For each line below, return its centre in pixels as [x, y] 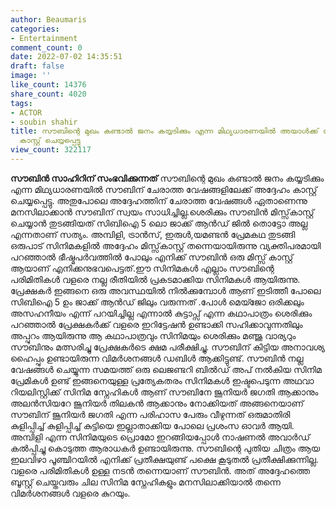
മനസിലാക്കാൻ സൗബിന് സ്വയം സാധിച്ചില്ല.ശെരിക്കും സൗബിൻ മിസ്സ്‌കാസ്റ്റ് [162, 212]
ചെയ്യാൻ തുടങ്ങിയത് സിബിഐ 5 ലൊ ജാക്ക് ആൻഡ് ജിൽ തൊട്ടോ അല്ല [159, 223]
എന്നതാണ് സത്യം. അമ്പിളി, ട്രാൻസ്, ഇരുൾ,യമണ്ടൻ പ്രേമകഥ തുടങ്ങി [153, 234]
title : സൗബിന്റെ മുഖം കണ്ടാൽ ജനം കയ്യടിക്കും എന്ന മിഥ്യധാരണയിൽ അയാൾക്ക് [164, 131]
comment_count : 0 [46, 47]
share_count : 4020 [48, 94]
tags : [21, 103]
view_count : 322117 [51, 150]
